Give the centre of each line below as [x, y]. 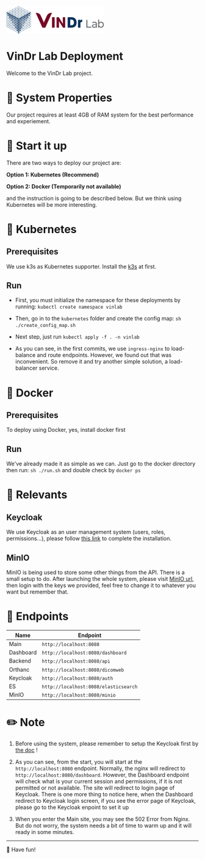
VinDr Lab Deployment [65, 56]
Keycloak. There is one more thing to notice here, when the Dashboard [104, 794]
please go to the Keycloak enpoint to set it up [72, 807]
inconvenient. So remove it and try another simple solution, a [92, 362]
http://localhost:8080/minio [79, 695]
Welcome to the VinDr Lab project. [50, 73]
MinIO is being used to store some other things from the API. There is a [95, 572]
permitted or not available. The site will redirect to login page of [95, 788]
